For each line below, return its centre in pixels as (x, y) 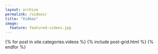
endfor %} (15, 47)
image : (12, 23)
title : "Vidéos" (22, 19)
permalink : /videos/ (26, 14)
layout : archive (22, 10)
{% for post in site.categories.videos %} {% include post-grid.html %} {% (79, 42)
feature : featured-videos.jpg (40, 28)
